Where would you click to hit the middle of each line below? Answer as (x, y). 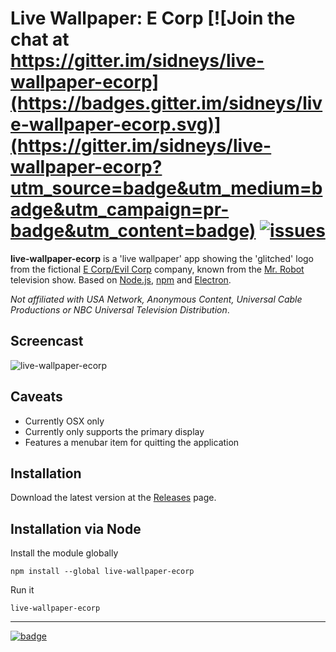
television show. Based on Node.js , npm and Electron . (121, 279)
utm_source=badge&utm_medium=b (166, 188)
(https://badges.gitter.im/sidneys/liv (166, 103)
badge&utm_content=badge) (133, 231)
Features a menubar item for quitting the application (132, 442)
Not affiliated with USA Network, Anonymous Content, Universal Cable (156, 299)
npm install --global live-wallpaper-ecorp (102, 572)
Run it (22, 590)
